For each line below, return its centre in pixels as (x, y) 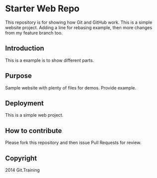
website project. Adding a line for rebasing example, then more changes (79, 27)
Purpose (19, 76)
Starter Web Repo (42, 9)
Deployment (25, 103)
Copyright (21, 158)
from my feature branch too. (34, 33)
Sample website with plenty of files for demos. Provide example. (71, 88)
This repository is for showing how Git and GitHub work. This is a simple (79, 22)
